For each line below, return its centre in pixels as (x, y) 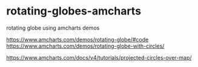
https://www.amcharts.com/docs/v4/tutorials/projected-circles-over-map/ (99, 57)
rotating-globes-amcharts (74, 11)
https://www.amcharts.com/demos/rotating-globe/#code (78, 39)
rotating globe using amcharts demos (53, 28)
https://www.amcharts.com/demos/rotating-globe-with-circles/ (85, 46)
